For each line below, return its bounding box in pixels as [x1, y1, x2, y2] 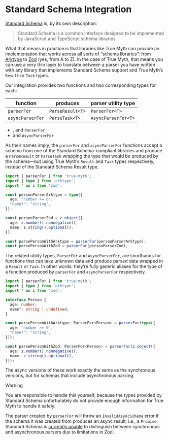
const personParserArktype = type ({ [5, 192, 83, 197]
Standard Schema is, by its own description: [5, 20, 97, 26]
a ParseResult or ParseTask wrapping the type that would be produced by [5, 153, 159, 159]
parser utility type [90, 99, 136, 107]
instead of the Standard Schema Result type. [5, 163, 99, 170]
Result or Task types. [5, 72, 49, 78]
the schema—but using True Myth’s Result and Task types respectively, [5, 158, 155, 164]
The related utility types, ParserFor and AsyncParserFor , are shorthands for [5, 253, 161, 259]
